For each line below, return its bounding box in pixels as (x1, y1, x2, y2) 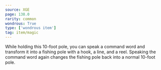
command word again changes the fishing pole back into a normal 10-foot (5, 54, 156, 60)
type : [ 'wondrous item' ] (5, 26, 56, 31)
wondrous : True (5, 21, 37, 26)
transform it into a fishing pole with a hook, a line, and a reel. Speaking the (5, 49, 157, 55)
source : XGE (5, 7, 30, 12)
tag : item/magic (5, 30, 39, 35)
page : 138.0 (5, 12, 30, 17)
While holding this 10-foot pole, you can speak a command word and (5, 44, 145, 49)
